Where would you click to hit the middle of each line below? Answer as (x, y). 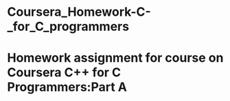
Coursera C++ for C (64, 72)
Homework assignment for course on (115, 58)
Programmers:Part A (67, 87)
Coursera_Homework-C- (79, 12)
